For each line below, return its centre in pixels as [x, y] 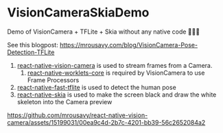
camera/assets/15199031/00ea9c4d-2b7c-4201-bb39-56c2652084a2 [106, 122]
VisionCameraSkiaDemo [78, 13]
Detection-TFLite [31, 52]
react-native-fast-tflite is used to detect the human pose [96, 87]
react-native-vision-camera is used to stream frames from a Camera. [115, 65]
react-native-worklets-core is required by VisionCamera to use [116, 73]
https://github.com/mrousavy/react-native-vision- [78, 115]
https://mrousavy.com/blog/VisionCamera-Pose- [128, 45]
